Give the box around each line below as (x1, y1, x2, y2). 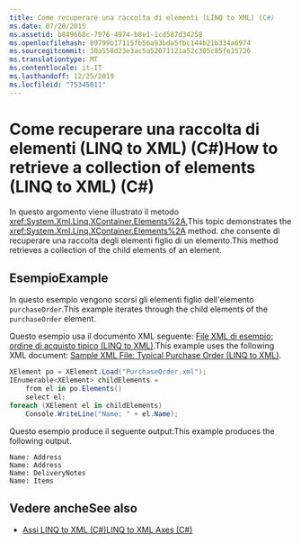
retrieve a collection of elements (9, 157, 256, 177)
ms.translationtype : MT (9, 55, 99, 64)
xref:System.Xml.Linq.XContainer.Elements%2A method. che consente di (9, 225, 280, 236)
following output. (9, 435, 72, 446)
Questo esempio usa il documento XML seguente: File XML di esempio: (9, 330, 274, 342)
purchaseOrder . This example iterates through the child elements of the (9, 303, 269, 315)
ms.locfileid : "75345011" (9, 80, 106, 89)
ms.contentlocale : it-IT (9, 64, 102, 73)
